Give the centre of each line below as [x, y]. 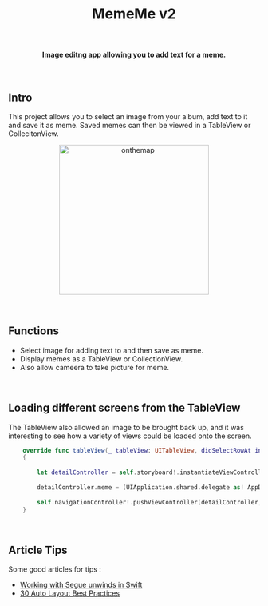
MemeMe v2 [134, 14]
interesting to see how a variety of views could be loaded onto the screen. [130, 436]
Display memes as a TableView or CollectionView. [101, 359]
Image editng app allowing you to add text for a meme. [134, 54]
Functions [34, 331]
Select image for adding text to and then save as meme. [111, 350]
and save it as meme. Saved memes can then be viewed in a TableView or [130, 125]
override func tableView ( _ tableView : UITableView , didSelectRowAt [137, 450]
